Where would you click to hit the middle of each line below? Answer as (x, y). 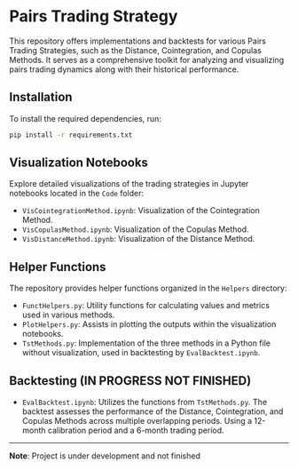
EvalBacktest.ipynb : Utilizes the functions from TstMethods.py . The (145, 402)
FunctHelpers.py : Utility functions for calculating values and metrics (146, 306)
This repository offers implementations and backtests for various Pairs (137, 41)
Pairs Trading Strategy (94, 16)
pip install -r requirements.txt (71, 135)
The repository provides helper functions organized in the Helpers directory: (148, 288)
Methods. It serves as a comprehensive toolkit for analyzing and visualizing (147, 60)
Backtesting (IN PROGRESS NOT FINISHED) (130, 381)
